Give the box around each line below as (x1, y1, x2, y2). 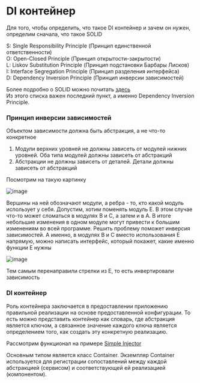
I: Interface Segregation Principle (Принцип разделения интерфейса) (6, 67, 180, 75)
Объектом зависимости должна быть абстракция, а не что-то (6, 127, 166, 135)
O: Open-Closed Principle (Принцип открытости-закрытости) (6, 55, 161, 62)
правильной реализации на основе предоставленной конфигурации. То (6, 308, 191, 316)
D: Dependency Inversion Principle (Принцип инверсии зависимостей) (6, 74, 184, 81)
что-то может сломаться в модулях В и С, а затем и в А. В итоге (6, 212, 171, 219)
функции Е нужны (6, 244, 52, 251)
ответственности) (6, 48, 52, 55)
